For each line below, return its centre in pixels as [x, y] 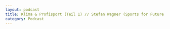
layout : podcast [22, 10]
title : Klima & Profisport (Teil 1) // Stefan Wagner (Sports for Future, [86, 14]
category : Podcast [25, 19]
